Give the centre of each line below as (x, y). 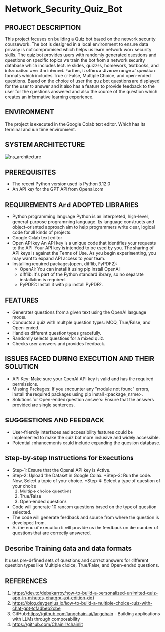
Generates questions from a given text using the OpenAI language (79, 312)
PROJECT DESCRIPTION (43, 27)
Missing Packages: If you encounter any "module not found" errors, (81, 389)
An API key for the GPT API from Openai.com (58, 189)
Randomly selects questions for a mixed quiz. (58, 338)
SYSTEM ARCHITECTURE (45, 145)
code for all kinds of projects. (42, 232)
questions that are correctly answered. (51, 533)
